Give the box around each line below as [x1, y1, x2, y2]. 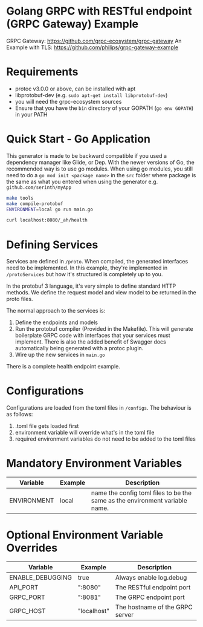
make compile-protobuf [6, 200, 63, 207]
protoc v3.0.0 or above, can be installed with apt [14, 85, 136, 92]
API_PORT [9, 583, 39, 592]
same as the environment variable [91, 497, 187, 505]
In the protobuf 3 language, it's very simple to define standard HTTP [6, 282, 176, 290]
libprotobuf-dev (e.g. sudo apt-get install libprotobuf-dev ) [14, 91, 168, 98]
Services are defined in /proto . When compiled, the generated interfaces [6, 258, 188, 265]
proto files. [6, 296, 33, 303]
